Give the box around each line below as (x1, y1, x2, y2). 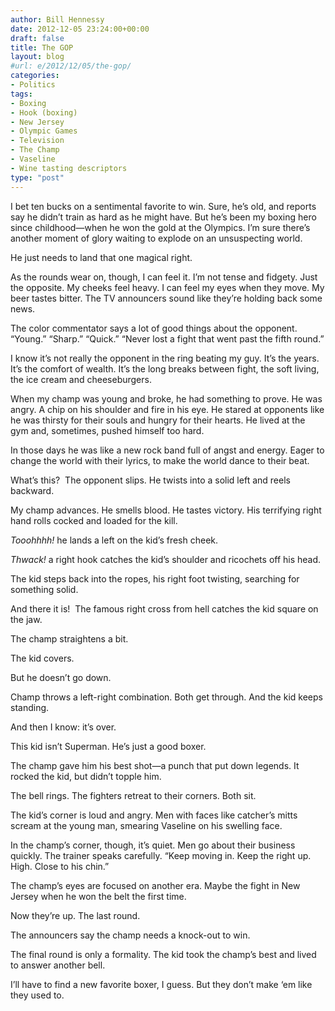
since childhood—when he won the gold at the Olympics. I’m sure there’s (10, 221, 311, 233)
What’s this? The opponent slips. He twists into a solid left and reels (10, 474, 291, 486)
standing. (10, 701, 50, 713)
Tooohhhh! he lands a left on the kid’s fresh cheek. (10, 534, 219, 546)
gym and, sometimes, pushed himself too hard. (10, 424, 205, 436)
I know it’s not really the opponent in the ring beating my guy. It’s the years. (10, 352, 320, 364)
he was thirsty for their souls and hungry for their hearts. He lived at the (10, 414, 306, 426)
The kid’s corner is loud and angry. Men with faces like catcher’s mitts (10, 809, 298, 821)
